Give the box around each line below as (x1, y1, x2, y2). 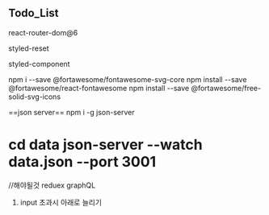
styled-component (8, 59, 70, 68)
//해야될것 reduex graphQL (8, 180, 96, 190)
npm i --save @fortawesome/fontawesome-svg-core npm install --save (8, 74, 247, 84)
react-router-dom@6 (8, 27, 78, 37)
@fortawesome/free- (191, 83, 261, 93)
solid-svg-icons (8, 92, 61, 101)
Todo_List (8, 6, 59, 20)
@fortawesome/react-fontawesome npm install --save (8, 83, 190, 93)
